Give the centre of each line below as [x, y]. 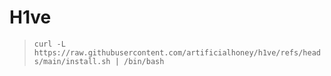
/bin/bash [144, 61]
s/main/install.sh [72, 61]
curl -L [49, 44]
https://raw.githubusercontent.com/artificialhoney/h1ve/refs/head [177, 52]
